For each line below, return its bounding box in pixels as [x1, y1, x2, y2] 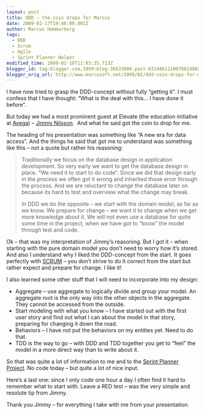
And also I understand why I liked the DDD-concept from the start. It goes [6, 251, 192, 258]
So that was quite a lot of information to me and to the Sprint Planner [6, 358, 179, 365]
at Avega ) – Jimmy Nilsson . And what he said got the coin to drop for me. [6, 120, 192, 127]
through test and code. [21, 227, 79, 234]
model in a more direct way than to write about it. [15, 346, 139, 354]
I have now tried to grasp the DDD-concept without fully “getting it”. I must [6, 88, 193, 95]
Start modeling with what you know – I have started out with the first [15, 307, 187, 314]
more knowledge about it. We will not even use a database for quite [21, 213, 191, 220]
